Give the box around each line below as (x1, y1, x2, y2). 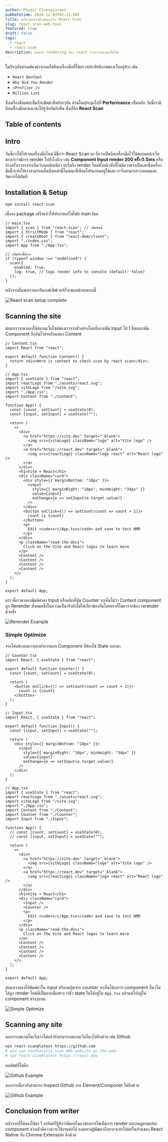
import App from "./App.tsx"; (5, 243, 69, 248)
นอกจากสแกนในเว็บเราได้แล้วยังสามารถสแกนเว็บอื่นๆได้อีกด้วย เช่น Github (5, 1033, 131, 1040)
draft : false (5, 31, 33, 36)
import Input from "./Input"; (5, 816, 69, 821)
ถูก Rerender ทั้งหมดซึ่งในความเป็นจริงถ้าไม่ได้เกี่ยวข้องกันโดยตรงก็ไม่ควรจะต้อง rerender (5, 603, 159, 609)
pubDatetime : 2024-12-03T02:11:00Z (5, 12, 80, 17)
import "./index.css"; (5, 238, 53, 244)
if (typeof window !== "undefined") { (5, 256, 87, 262)
